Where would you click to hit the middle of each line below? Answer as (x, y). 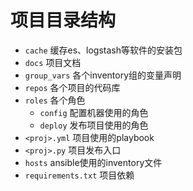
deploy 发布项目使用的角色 (94, 125)
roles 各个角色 (55, 100)
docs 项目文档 (53, 62)
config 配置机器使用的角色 (94, 112)
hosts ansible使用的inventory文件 (93, 162)
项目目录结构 (63, 20)
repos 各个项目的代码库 (72, 87)
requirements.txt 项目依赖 (79, 175)
